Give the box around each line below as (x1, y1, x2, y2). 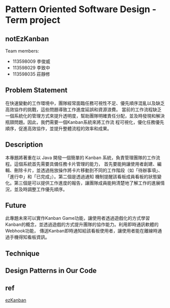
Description (5, 140, 43, 149)
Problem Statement (5, 86, 68, 95)
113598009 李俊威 (12, 58, 51, 64)
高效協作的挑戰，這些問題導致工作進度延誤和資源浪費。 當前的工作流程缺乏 (5, 106, 162, 112)
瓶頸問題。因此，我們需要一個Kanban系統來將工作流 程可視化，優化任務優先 (5, 119, 164, 125)
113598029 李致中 (12, 65, 51, 70)
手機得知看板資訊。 (9, 234, 50, 240)
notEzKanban (5, 34, 49, 43)
